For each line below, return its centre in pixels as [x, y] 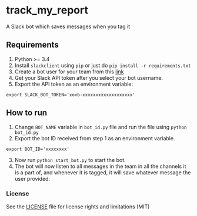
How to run [27, 113]
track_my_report [47, 10]
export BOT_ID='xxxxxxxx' [38, 149]
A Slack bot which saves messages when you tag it [68, 26]
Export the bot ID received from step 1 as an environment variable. [95, 138]
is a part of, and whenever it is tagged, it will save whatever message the [103, 172]
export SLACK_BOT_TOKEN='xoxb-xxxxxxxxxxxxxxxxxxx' [71, 95]
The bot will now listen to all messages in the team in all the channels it [100, 166]
